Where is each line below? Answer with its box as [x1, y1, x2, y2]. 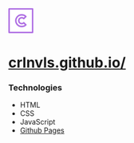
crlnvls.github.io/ [8, 54, 126, 72]
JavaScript [19, 117, 56, 127]
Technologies [8, 82, 62, 93]
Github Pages [19, 125, 65, 135]
